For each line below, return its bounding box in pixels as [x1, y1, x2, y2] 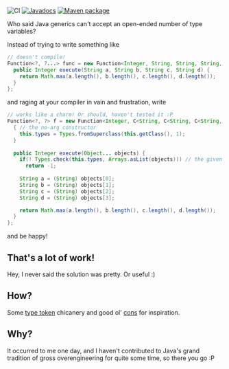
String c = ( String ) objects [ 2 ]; [19, 188, 115, 195]
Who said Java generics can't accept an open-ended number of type [7, 20, 203, 27]
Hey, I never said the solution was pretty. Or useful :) [7, 270, 156, 278]
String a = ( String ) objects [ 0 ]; [19, 175, 115, 182]
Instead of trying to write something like [7, 41, 120, 48]
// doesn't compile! [7, 54, 67, 60]
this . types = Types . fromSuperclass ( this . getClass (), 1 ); [19, 131, 186, 137]
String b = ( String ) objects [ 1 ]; [19, 181, 115, 188]
